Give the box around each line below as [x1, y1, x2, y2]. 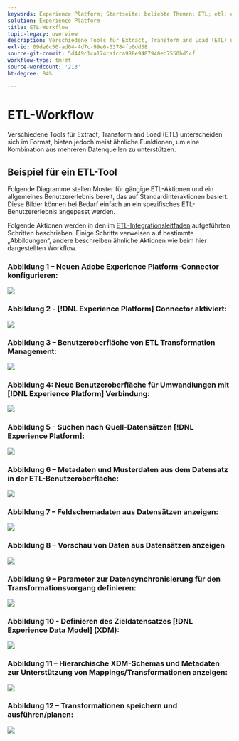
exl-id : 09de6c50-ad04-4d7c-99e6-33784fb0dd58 [7, 43, 148, 50]
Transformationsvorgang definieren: [7, 582, 137, 592]
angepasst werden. [58, 208, 116, 216]
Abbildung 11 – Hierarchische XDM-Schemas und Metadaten [7, 659, 221, 668]
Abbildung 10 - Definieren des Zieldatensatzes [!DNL [7, 616, 193, 626]
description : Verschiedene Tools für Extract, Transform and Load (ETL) [7, 37, 228, 44]
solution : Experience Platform [7, 17, 100, 24]
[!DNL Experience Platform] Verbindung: [7, 389, 151, 399]
